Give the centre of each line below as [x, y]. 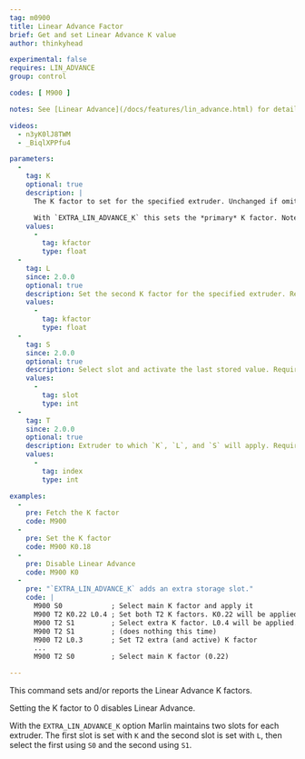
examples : [28, 496]
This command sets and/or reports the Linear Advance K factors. [131, 690]
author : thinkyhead [46, 43]
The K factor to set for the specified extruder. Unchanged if [156, 201]
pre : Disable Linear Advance [81, 564]
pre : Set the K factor [69, 538]
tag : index [63, 471]
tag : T [38, 420]
